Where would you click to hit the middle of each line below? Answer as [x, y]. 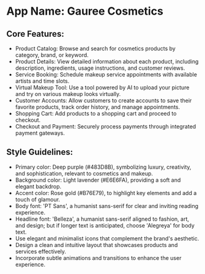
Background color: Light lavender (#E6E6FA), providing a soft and [98, 180]
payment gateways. [40, 133]
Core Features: [35, 34]
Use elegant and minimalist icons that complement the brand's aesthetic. [107, 238]
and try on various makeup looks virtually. [68, 94]
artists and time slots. [42, 81]
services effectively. [40, 251]
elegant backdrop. [38, 186]
